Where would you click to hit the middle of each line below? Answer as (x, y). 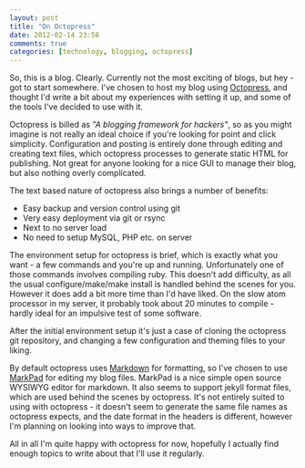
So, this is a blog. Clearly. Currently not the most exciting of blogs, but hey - (152, 78)
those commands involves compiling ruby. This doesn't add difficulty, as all (150, 275)
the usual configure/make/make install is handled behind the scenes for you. (152, 285)
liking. (20, 350)
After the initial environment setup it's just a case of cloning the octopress (148, 331)
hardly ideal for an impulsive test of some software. (106, 313)
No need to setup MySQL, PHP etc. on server (107, 237)
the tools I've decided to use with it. (76, 107)
